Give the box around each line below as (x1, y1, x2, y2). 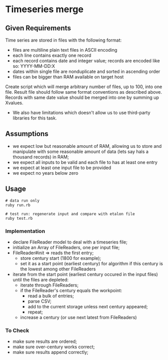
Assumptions (5, 130, 49, 138)
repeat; (27, 309, 43, 315)
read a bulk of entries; (27, 293, 74, 299)
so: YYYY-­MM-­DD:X (12, 63, 55, 69)
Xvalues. (5, 100, 24, 106)
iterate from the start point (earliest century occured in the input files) (12, 271, 158, 277)
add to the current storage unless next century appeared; (27, 303, 148, 309)
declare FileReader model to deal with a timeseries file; (12, 239, 128, 245)
